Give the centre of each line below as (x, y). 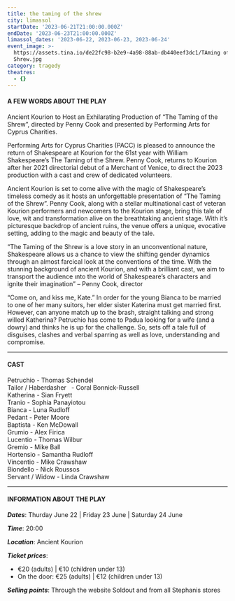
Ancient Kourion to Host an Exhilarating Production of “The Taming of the (113, 117)
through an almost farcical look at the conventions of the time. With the (109, 261)
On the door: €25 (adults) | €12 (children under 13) (90, 576)
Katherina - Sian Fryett (40, 395)
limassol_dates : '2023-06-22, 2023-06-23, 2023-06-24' (89, 40)
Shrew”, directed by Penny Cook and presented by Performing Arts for (109, 124)
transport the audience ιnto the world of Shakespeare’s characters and (109, 276)
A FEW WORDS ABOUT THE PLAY (57, 101)
